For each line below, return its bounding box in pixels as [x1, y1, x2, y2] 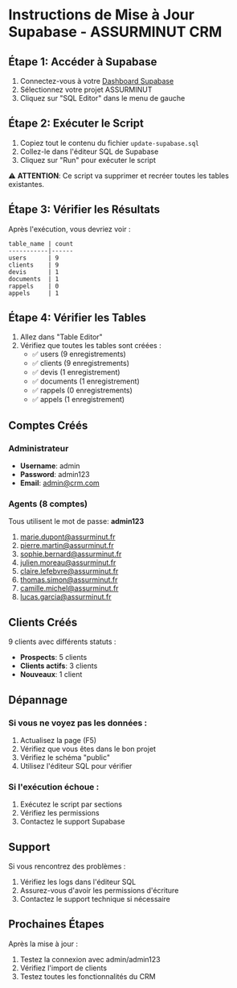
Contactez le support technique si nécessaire [19, 895, 171, 904]
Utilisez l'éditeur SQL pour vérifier [19, 761, 133, 770]
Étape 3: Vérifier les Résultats [8, 203, 161, 217]
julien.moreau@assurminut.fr [19, 558, 116, 567]
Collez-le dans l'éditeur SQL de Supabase [19, 147, 159, 156]
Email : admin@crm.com [19, 478, 100, 488]
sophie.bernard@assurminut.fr [19, 550, 122, 559]
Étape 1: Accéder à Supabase [8, 55, 157, 68]
